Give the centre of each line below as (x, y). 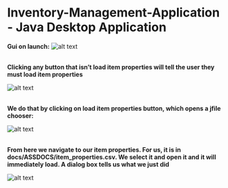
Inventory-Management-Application (113, 13)
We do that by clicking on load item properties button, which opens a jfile (114, 108)
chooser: (20, 116)
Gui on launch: (28, 46)
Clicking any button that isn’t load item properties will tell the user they (111, 67)
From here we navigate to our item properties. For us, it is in (94, 149)
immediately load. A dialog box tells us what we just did (88, 164)
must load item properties (45, 74)
